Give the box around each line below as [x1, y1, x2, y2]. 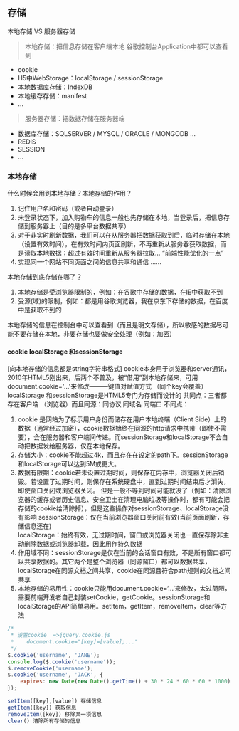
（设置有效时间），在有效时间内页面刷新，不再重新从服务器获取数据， [17, 240, 221, 248]
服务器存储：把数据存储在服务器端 [24, 114, 125, 122]
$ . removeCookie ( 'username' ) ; [7, 665, 94, 672]
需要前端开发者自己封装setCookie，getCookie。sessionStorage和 [17, 593, 211, 601]
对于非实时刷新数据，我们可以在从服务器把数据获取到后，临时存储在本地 [17, 231, 230, 240]
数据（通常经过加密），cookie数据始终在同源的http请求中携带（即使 [17, 424, 215, 433]
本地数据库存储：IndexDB [17, 83, 93, 91]
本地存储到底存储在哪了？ [7, 273, 83, 281]
